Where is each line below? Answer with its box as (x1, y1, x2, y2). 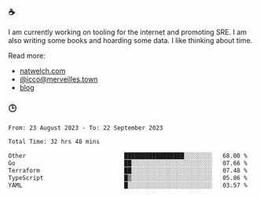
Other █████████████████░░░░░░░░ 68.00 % (8, 152, 247, 160)
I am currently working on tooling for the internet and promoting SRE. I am (8, 27, 247, 37)
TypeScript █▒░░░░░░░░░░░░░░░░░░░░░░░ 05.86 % (8, 173, 247, 182)
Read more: (8, 51, 46, 60)
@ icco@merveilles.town (19, 75, 98, 84)
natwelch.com (19, 66, 66, 76)
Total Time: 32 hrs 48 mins (8, 138, 101, 146)
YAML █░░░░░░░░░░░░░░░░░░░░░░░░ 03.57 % (8, 181, 247, 189)
